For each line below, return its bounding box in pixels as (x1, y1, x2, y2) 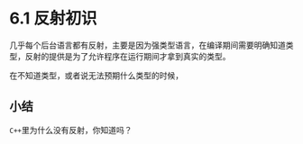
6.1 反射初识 (9, 8, 97, 29)
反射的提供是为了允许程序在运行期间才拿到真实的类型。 (24, 50, 231, 61)
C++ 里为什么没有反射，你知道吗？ (9, 124, 133, 135)
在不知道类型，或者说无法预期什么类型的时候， (9, 69, 183, 81)
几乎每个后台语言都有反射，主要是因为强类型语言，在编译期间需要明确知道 (9, 40, 286, 50)
